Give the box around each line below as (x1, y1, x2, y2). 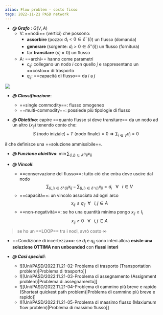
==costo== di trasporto (26, 68, 74, 73)
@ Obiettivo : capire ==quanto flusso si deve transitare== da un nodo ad (12, 117, 158, 123)
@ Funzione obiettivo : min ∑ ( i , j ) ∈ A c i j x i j (12, 151, 92, 158)
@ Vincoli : (12, 162, 34, 168)
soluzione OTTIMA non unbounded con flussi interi (12, 244, 118, 250)
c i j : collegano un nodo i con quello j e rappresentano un (26, 62, 139, 68)
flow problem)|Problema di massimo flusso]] (19, 305, 109, 311)
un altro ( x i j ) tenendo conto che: (12, 122, 77, 129)
